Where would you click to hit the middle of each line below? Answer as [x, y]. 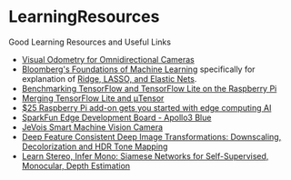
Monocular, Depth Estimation [76, 165]
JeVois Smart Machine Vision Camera [92, 127]
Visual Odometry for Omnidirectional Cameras [108, 59]
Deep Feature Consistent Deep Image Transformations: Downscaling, [151, 136]
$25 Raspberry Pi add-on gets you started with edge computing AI [146, 107]
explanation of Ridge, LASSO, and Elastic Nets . [109, 78]
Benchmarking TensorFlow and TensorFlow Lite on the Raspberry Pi [149, 88]
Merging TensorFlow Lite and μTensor [93, 98]
